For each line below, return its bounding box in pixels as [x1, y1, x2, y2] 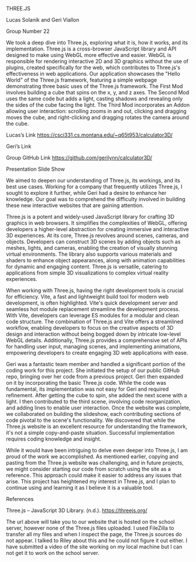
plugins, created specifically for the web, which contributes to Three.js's [6, 64, 181, 71]
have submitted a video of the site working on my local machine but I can [6, 543, 183, 550]
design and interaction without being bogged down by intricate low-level [6, 331, 181, 337]
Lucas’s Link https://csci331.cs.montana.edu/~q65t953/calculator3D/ [6, 131, 173, 138]
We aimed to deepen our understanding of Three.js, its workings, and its [6, 177, 180, 184]
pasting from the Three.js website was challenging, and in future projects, [6, 459, 184, 466]
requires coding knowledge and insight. [6, 435, 102, 442]
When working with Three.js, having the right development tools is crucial [6, 287, 184, 294]
